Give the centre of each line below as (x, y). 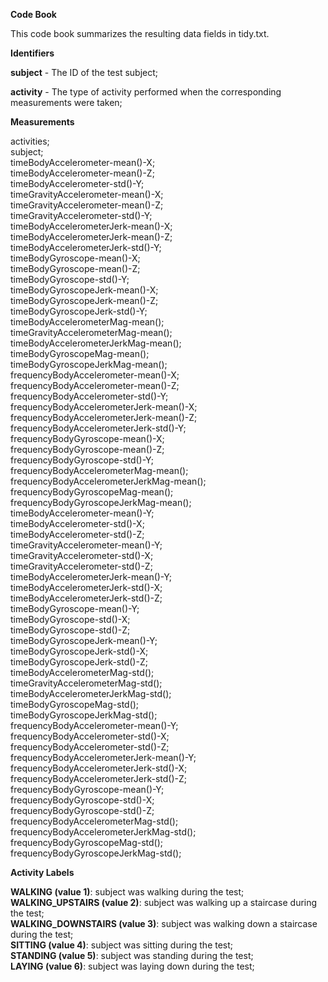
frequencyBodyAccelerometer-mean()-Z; (95, 385)
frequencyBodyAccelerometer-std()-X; (90, 736)
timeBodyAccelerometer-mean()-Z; (82, 173)
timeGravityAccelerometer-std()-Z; (81, 566)
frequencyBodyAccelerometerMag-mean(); (99, 470)
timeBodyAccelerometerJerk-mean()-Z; (91, 237)
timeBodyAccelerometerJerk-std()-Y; (86, 247)
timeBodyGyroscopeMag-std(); (75, 704)
